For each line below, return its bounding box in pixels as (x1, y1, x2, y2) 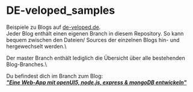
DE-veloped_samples (6, 4, 115, 17)
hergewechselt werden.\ (6, 43, 67, 50)
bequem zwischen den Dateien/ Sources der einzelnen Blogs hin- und (6, 36, 180, 43)
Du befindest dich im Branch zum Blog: (6, 72, 103, 79)
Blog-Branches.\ (6, 61, 47, 68)
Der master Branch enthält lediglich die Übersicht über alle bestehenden (6, 54, 185, 61)
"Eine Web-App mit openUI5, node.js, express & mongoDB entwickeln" (6, 79, 187, 86)
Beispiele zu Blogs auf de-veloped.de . (6, 23, 101, 31)
